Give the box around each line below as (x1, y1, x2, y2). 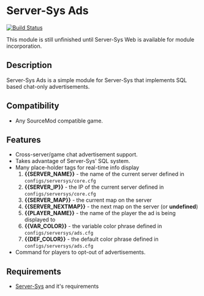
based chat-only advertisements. (6, 83, 90, 90)
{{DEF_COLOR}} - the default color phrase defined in (24, 235, 159, 243)
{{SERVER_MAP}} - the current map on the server (24, 197, 152, 204)
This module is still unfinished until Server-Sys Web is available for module (6, 36, 195, 43)
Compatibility (6, 101, 59, 111)
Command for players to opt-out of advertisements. (15, 249, 146, 256)
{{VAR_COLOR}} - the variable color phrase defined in (24, 222, 162, 230)
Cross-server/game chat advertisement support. (15, 151, 138, 158)
